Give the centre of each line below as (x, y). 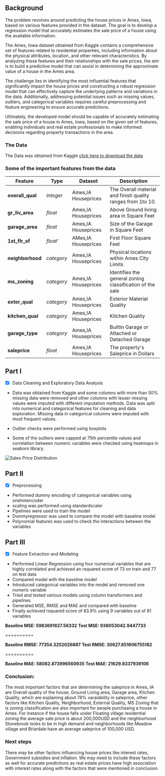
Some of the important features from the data (60, 168)
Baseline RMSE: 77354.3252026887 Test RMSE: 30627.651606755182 (79, 645)
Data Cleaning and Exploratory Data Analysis (57, 383)
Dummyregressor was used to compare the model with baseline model (84, 516)
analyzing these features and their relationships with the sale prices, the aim (82, 61)
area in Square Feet (132, 216)
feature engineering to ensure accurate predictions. (57, 107)
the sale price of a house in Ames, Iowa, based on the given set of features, (82, 122)
